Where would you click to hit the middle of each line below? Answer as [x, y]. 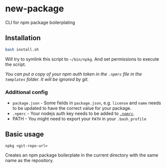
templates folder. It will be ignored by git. [47, 79]
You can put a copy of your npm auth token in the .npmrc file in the [74, 74]
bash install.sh [22, 49]
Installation [23, 38]
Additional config [27, 92]
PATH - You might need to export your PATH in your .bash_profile [79, 119]
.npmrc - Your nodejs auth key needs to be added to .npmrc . [73, 113]
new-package [35, 9]
